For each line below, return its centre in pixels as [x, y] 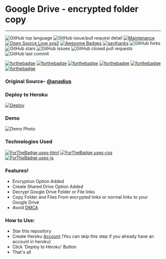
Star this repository [32, 231]
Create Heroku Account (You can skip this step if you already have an [83, 236]
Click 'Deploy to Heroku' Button [44, 247]
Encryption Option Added [38, 181]
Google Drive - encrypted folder [72, 9]
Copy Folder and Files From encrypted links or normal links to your [80, 197]
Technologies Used [29, 142]
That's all [21, 252]
